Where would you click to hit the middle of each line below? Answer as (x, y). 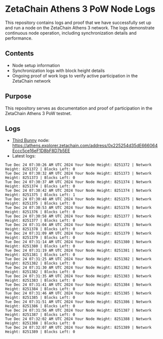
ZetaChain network (31, 81)
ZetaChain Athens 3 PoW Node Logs (80, 9)
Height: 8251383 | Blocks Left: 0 (40, 281)
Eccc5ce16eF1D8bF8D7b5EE (41, 151)
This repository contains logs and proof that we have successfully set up (78, 23)
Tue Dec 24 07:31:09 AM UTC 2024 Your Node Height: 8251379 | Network (78, 233)
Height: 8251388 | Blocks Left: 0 (40, 323)
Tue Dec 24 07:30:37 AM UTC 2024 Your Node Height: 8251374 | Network (78, 182)
